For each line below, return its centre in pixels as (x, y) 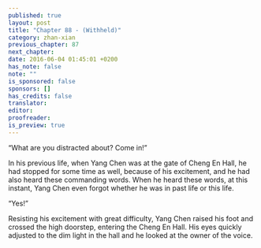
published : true (35, 15)
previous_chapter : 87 (44, 45)
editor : (21, 111)
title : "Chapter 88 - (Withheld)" (65, 30)
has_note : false (35, 67)
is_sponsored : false (42, 81)
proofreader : (30, 118)
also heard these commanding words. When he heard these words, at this (128, 180)
